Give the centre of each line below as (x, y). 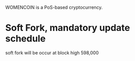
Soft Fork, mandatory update (68, 28)
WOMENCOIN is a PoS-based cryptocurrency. (54, 7)
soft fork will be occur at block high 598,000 (52, 52)
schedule (26, 39)
